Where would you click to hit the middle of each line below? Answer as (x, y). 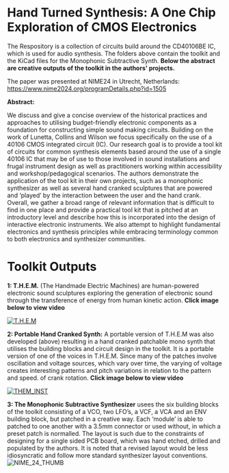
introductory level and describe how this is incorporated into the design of (111, 217)
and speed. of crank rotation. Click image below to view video (95, 378)
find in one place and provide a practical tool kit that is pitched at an (103, 210)
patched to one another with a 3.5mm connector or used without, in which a (114, 426)
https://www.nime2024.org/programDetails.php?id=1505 (87, 88)
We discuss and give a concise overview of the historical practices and (107, 115)
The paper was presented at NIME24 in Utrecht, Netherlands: (93, 81)
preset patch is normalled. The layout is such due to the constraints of (106, 433)
